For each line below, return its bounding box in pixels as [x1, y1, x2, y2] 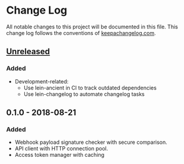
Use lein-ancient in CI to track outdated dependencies [23, 84, 157, 91]
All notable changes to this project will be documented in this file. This [6, 23, 179, 30]
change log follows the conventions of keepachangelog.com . [6, 29, 156, 36]
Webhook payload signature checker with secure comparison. [14, 139, 168, 146]
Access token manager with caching [14, 152, 105, 159]
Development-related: [14, 78, 69, 85]
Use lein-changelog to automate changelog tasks [23, 90, 145, 98]
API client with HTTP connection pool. [14, 145, 108, 152]
